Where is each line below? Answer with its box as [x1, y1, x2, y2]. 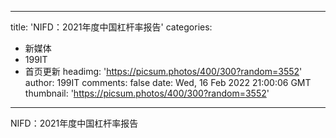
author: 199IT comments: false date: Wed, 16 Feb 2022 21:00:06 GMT [24, 77, 312, 88]
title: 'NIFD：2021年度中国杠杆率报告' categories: [10, 21, 213, 33]
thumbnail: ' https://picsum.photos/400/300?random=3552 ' [24, 87, 270, 99]
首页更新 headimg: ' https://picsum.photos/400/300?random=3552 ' [24, 66, 303, 77]
